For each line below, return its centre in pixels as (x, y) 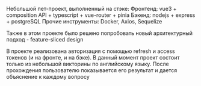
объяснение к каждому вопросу (48, 77)
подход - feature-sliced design (45, 39)
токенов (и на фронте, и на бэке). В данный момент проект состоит (93, 57)
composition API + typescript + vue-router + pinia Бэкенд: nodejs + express (101, 15)
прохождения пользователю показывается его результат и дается (92, 70)
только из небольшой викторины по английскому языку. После (88, 64)
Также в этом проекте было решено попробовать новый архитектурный (100, 33)
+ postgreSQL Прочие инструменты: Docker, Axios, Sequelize (84, 21)
